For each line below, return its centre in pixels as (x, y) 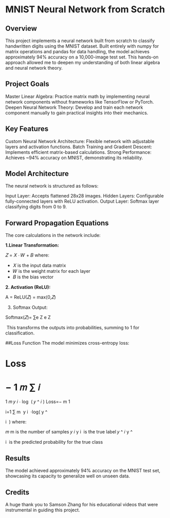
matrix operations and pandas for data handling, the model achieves (78, 52)
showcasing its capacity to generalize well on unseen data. (68, 476)
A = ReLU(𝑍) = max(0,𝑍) (31, 297)
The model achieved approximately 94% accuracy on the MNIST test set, (83, 471)
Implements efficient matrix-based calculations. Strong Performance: (78, 152)
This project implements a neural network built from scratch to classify (80, 41)
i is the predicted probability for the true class (54, 442)
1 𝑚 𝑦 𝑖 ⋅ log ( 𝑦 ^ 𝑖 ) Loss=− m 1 (38, 402)
